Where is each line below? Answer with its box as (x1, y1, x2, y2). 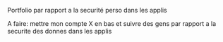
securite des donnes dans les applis (7, 27, 112, 35)
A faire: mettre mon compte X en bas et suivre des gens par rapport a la (7, 20, 217, 27)
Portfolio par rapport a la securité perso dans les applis (7, 6, 167, 14)
